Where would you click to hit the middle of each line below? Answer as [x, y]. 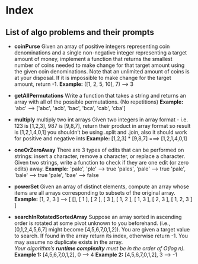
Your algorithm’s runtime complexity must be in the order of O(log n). [99, 248]
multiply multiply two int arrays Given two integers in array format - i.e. [101, 120]
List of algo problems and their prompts [80, 32]
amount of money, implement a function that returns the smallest [93, 59]
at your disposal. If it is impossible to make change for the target [92, 78]
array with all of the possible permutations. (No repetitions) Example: [99, 102]
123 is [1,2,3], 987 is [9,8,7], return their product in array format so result [102, 126]
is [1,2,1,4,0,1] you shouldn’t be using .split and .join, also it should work [100, 132]
